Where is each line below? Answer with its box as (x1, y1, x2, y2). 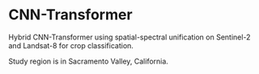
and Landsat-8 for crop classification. (8, 40, 134, 50)
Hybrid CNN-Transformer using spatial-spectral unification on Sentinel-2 (8, 32, 251, 42)
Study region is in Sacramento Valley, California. (8, 56, 168, 66)
